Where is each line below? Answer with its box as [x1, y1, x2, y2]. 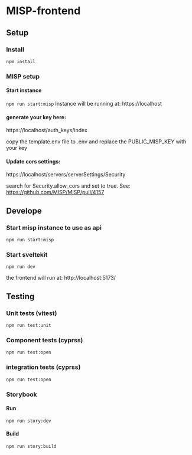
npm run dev [6, 264, 35, 270]
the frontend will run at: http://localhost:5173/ [6, 274, 116, 281]
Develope [6, 205, 43, 216]
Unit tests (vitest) [6, 309, 57, 317]
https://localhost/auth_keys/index [6, 127, 87, 134]
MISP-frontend [6, 4, 81, 18]
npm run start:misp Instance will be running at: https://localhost [6, 100, 162, 107]
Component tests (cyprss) [6, 336, 83, 344]
